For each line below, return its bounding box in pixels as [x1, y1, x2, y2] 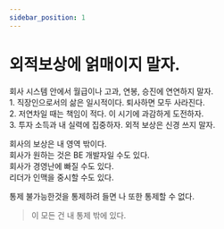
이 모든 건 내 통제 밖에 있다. [30, 209, 127, 220]
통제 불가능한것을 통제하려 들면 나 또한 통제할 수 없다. [9, 191, 195, 201]
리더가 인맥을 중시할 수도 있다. [9, 172, 114, 182]
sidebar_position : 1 [9, 13, 87, 22]
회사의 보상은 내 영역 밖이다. [9, 138, 107, 148]
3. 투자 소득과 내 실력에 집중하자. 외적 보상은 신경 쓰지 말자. [9, 119, 216, 130]
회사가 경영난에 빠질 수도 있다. [9, 160, 114, 171]
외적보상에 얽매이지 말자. [9, 55, 180, 74]
